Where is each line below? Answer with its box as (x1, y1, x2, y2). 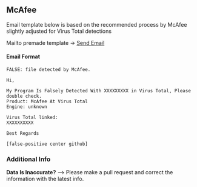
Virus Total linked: (6, 115, 59, 121)
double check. (6, 93, 42, 100)
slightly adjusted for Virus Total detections (6, 27, 112, 35)
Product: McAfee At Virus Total (6, 98, 88, 105)
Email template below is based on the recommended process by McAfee (6, 21, 187, 28)
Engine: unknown (6, 104, 47, 110)
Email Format (6, 53, 41, 60)
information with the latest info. (6, 175, 84, 183)
